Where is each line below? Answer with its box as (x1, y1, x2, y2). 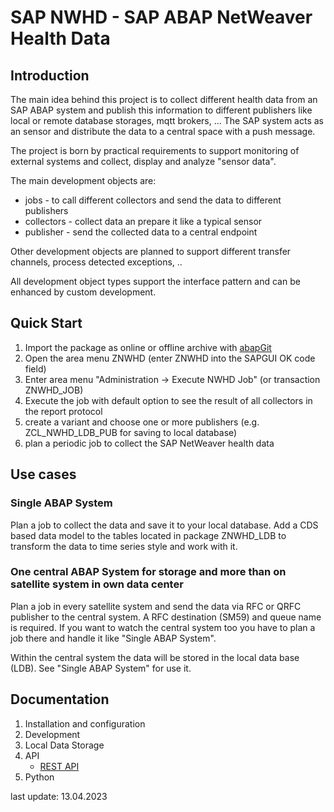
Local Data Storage (24, 739, 105, 751)
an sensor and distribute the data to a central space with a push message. (10, 126, 316, 137)
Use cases (10, 466, 77, 483)
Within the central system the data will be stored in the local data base (10, 651, 300, 663)
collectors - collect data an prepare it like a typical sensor (24, 216, 263, 227)
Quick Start (10, 315, 83, 332)
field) (24, 362, 47, 375)
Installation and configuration (24, 717, 146, 730)
